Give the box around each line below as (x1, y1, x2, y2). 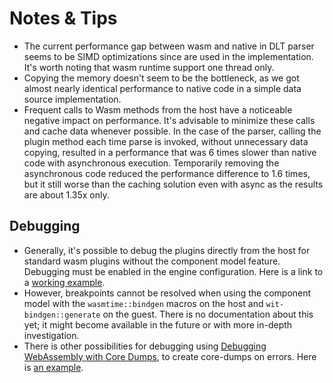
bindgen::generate (23, 310, 101, 320)
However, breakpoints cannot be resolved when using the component (23, 287, 312, 299)
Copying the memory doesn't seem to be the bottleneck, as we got (23, 72, 300, 84)
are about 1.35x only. (23, 188, 110, 201)
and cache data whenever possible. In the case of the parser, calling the (23, 125, 322, 137)
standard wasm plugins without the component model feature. (23, 255, 281, 267)
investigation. (23, 329, 80, 341)
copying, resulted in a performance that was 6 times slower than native (23, 146, 317, 158)
